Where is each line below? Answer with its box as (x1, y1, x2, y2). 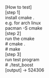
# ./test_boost (5, 62, 34, 68)
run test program (5, 57, 40, 62)
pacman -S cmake (5, 25, 43, 31)
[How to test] (5, 4, 32, 10)
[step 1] (5, 9, 21, 15)
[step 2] (5, 31, 21, 36)
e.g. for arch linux (5, 20, 41, 26)
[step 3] (5, 51, 21, 57)
